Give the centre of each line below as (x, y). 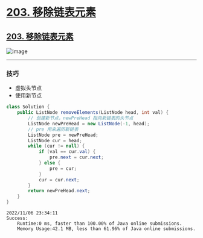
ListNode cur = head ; (55, 140)
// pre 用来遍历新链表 (53, 129)
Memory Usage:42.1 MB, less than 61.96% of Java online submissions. (107, 229)
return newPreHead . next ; (59, 191)
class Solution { (28, 107)
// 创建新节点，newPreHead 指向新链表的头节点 (81, 118)
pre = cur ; (63, 168)
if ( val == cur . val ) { (67, 152)
